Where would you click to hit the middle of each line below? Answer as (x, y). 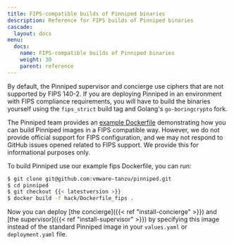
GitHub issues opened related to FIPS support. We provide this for (103, 144)
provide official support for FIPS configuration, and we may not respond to (115, 137)
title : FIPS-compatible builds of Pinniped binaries (86, 14)
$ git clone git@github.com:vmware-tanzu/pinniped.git (90, 179)
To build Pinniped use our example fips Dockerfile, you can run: (99, 165)
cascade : (20, 27)
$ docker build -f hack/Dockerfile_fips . (70, 199)
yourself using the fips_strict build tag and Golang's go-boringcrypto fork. (117, 108)
